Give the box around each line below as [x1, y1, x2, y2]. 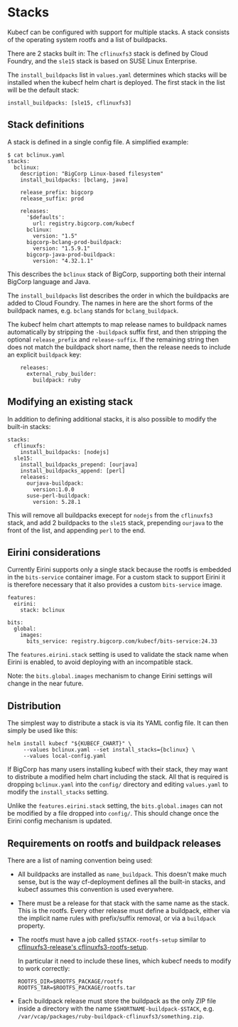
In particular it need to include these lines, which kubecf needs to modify [17, 957, 232, 965]
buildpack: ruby [33, 376, 81, 384]
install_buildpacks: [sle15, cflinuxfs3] [7, 99, 132, 107]
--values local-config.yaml [23, 752, 107, 760]
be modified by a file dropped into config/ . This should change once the [7, 809, 220, 818]
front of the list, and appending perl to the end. [7, 526, 146, 534]
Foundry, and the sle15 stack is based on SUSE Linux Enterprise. [7, 56, 198, 65]
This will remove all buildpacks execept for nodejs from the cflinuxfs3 [7, 510, 213, 520]
